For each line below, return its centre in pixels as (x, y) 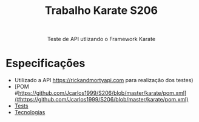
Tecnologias (30, 112)
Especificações (46, 63)
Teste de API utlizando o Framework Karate (101, 39)
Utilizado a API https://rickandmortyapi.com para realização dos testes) (104, 80)
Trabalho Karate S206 (101, 11)
